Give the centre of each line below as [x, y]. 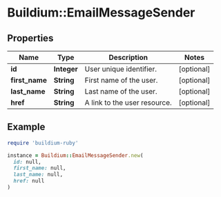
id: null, [27, 162]
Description [128, 58]
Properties [30, 38]
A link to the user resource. [128, 103]
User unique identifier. [121, 69]
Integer [66, 69]
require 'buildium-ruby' [43, 143]
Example [26, 127]
